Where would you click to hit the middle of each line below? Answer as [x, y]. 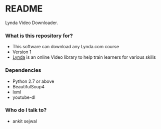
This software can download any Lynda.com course [65, 47]
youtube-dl [24, 97]
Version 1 [22, 52]
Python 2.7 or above [33, 81]
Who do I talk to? [26, 110]
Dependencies [23, 70]
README [24, 9]
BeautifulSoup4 [28, 86]
